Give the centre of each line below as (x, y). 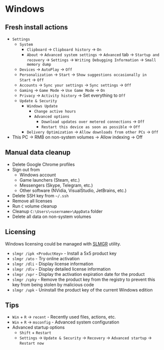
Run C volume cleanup (35, 206)
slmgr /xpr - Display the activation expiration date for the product (78, 274)
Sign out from (26, 169)
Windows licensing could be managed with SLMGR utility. (63, 243)
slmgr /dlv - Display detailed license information (61, 269)
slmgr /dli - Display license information (53, 264)
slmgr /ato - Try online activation (46, 258)
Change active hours (55, 111)
